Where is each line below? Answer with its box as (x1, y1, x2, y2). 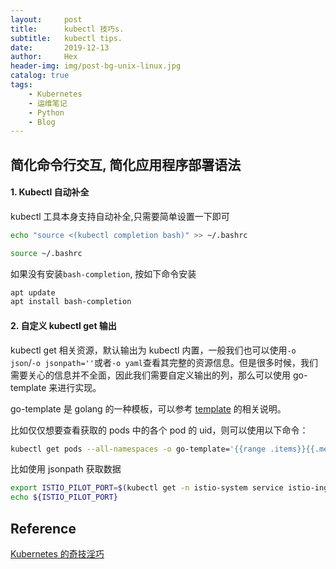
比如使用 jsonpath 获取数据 (10, 463, 122, 475)
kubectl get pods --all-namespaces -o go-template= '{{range (10, 444, 267, 454)
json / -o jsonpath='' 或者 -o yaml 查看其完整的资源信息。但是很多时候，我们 (10, 356, 319, 368)
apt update (10, 287, 56, 298)
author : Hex (10, 52, 78, 62)
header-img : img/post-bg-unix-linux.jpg (10, 61, 182, 71)
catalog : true (10, 71, 70, 81)
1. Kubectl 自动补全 (10, 186, 90, 198)
